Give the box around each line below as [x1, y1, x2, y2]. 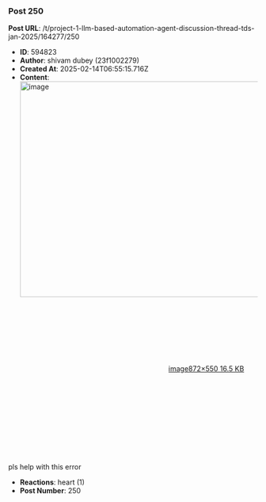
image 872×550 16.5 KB [168, 364, 245, 374]
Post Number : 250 [19, 486, 82, 496]
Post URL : [8, 24, 41, 33]
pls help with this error [8, 462, 82, 472]
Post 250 [8, 6, 44, 17]
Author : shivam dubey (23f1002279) [19, 56, 140, 65]
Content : [19, 73, 50, 82]
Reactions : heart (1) [19, 477, 85, 487]
